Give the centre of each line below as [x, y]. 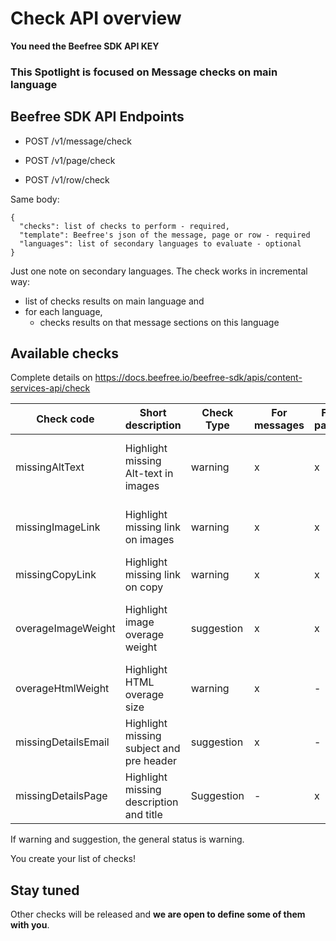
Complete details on [51, 378]
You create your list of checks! [73, 859]
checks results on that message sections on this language [159, 322]
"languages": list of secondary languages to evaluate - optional [160, 243]
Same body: [35, 199]
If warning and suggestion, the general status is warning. [127, 839]
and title [143, 815]
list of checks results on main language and [114, 301]
